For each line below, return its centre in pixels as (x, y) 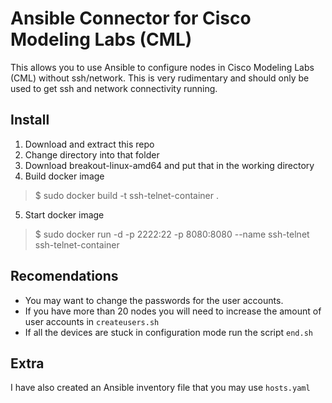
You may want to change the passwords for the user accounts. (154, 300)
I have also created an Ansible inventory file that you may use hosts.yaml (160, 388)
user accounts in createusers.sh (92, 321)
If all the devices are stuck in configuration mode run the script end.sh (168, 332)
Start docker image (64, 214)
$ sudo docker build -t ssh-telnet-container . (127, 195)
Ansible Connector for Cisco (131, 18)
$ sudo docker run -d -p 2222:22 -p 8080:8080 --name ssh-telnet (172, 234)
